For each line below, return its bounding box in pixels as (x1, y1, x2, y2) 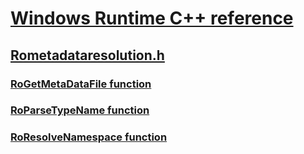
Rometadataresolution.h (10, 47, 165, 64)
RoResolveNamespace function (10, 130, 168, 144)
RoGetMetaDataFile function (10, 77, 152, 91)
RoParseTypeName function (10, 103, 150, 117)
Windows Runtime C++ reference (10, 7, 294, 30)
